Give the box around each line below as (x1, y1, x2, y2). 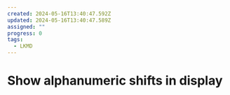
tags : (7, 36, 23, 43)
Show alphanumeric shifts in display (7, 73, 223, 89)
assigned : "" (7, 23, 46, 30)
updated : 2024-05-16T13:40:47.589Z (7, 17, 111, 24)
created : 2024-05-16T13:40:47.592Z (7, 10, 111, 17)
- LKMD (13, 43, 33, 50)
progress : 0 (7, 29, 42, 37)
